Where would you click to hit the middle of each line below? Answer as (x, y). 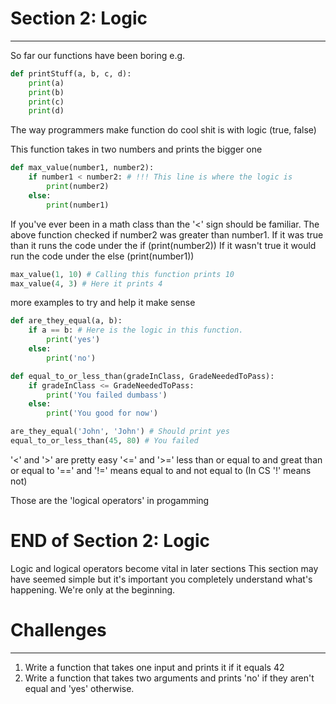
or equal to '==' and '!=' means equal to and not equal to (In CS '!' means (161, 470)
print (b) (46, 92)
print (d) (46, 111)
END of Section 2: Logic (110, 541)
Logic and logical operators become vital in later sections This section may (164, 568)
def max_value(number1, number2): (82, 168)
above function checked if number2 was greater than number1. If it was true (167, 234)
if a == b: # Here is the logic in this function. (136, 330)
